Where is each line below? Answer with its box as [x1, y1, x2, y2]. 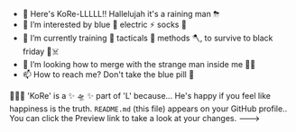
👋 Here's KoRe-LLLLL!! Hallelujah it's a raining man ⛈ [22, 9, 220, 19]
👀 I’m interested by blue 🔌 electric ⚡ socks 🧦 [22, 19, 187, 30]
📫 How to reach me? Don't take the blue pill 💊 [22, 69, 195, 80]
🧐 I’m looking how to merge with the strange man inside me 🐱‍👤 [22, 59, 255, 69]
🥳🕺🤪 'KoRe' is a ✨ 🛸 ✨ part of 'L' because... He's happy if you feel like [9, 91, 272, 101]
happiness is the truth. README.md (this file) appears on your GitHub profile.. [9, 103, 288, 114]
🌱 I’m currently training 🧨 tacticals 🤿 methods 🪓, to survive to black [22, 32, 273, 43]
